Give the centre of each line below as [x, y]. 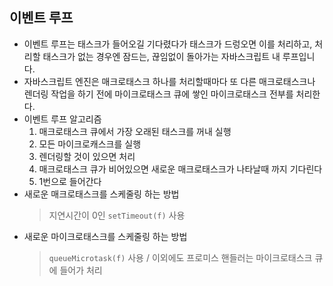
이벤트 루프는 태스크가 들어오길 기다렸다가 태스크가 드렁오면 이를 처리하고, [168, 44]
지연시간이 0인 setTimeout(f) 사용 [117, 215]
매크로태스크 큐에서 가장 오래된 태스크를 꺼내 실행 [135, 131]
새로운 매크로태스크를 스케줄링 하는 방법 [101, 194]
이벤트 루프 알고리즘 [62, 119]
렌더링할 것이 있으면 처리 [87, 156]
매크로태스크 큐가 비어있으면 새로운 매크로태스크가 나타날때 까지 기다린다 [180, 169]
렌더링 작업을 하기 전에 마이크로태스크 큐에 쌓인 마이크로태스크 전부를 [158, 94]
